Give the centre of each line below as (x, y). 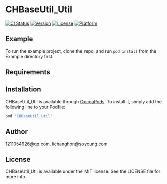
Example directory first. (29, 56)
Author (16, 132)
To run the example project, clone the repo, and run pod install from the (81, 51)
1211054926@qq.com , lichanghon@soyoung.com (56, 144)
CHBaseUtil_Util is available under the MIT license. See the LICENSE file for (83, 171)
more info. (16, 177)
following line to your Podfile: (35, 107)
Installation (23, 89)
